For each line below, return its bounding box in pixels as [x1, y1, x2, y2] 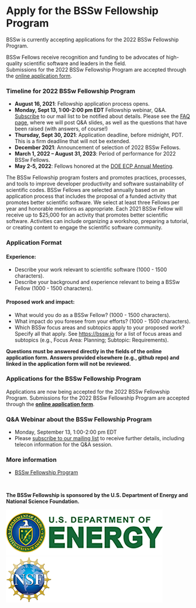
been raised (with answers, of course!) [14, 125, 108, 133]
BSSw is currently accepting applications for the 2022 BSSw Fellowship [6, 36, 179, 43]
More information [6, 456, 57, 464]
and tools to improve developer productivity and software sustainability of [6, 180, 184, 187]
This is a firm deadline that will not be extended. [14, 138, 130, 145]
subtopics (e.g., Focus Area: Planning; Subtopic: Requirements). [14, 336, 169, 343]
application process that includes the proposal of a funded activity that [6, 192, 177, 200]
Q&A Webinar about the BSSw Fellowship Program [6, 415, 152, 423]
